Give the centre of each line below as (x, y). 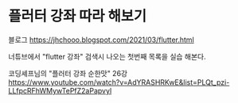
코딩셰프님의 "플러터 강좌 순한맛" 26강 (68, 73)
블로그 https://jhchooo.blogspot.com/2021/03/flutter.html (101, 40)
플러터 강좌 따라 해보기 (78, 16)
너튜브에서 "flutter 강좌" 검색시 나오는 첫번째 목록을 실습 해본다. (107, 56)
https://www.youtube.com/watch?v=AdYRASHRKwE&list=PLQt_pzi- (119, 82)
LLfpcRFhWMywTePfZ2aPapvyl (60, 90)
